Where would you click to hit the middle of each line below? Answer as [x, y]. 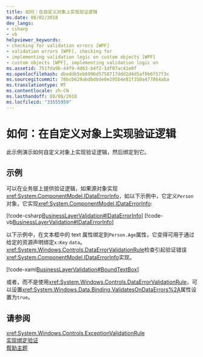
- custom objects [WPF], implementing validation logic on [82, 62]
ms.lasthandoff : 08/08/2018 [42, 96]
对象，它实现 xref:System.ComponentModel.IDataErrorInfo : [79, 204]
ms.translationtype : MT [36, 85]
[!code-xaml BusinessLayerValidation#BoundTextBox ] [73, 270]
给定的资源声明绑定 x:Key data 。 [46, 242]
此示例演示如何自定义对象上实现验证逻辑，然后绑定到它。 [78, 152]
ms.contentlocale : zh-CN [38, 91]
